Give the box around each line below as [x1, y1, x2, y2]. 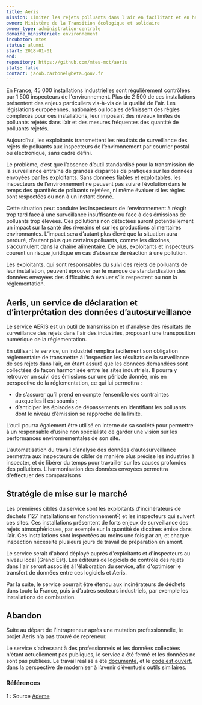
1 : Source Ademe [6, 692, 50, 700]
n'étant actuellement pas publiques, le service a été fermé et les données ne [6, 651, 196, 658]
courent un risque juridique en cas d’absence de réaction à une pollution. [6, 249, 188, 257]
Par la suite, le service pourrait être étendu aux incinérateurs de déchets [6, 581, 185, 588]
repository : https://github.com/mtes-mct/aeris [6, 59, 128, 65]
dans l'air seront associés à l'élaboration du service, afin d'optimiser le [6, 563, 182, 570]
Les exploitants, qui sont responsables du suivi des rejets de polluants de [6, 261, 188, 268]
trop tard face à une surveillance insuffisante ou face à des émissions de [6, 211, 186, 218]
